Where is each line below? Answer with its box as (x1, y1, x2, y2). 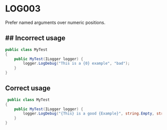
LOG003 (5, 3, 41, 14)
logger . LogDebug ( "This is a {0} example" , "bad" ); (23, 61, 130, 66)
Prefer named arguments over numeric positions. (5, 19, 106, 25)
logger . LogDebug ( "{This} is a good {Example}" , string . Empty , (23, 111, 155, 116)
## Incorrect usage (5, 34, 66, 42)
